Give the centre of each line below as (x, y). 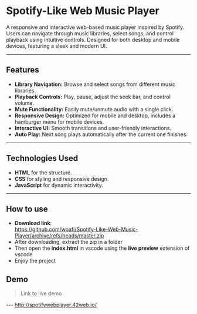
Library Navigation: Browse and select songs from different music (95, 84)
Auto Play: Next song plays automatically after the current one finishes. (101, 134)
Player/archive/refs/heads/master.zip (59, 236)
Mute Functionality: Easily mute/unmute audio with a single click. (94, 109)
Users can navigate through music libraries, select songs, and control (90, 33)
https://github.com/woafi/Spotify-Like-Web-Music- (76, 229)
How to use (27, 209)
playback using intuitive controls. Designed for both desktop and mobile (93, 39)
